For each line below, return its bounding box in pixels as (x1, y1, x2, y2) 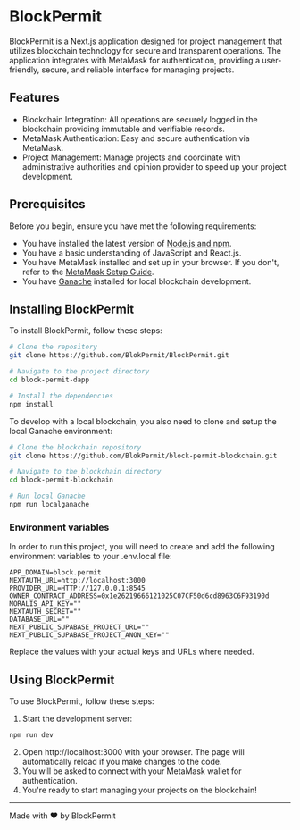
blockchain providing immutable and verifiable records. (21, 123, 226, 134)
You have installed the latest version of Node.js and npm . (21, 238, 232, 248)
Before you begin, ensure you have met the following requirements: (9, 221, 257, 231)
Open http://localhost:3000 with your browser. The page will (21, 746, 246, 757)
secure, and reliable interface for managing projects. (41, 64, 235, 75)
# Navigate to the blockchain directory (9, 467, 162, 476)
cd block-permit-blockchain (9, 475, 114, 484)
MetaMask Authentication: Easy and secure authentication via (21, 132, 250, 144)
